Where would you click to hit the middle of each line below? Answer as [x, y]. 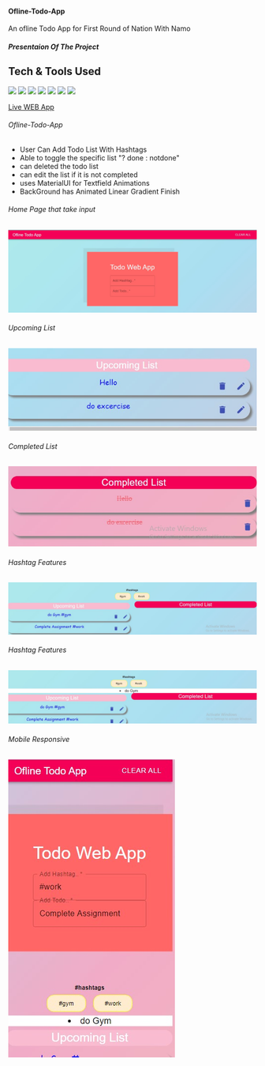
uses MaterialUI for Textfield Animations [84, 183]
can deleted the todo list [59, 166]
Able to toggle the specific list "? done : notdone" [99, 157]
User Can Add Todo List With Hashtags [83, 149]
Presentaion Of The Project [54, 47]
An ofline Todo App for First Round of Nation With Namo [99, 28]
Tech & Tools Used [54, 72]
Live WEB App [32, 107]
